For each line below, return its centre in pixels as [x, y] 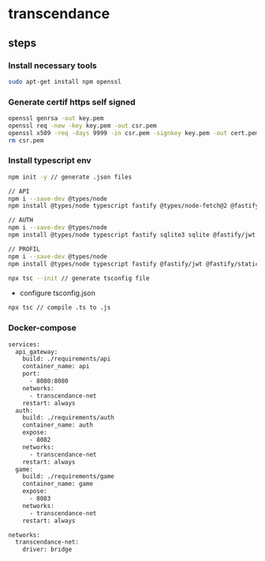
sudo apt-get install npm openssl [65, 81]
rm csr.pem [26, 140]
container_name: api [56, 367]
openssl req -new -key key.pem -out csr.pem [82, 126]
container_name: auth [58, 425]
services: [24, 345]
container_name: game [58, 484]
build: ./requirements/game [68, 476]
